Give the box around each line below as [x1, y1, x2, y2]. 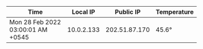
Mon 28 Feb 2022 [9, 18, 62, 26]
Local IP [71, 8, 95, 16]
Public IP [114, 8, 141, 16]
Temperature [155, 8, 194, 16]
